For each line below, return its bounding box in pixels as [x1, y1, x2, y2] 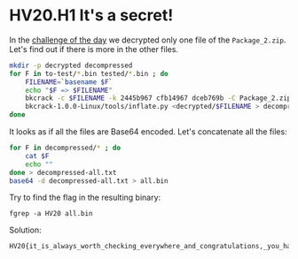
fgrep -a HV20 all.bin [9, 209, 93, 218]
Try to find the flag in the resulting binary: [9, 192, 161, 203]
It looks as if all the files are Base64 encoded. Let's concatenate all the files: [9, 126, 287, 137]
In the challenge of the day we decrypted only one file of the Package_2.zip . [9, 34, 286, 45]
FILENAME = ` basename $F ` [25, 77, 114, 87]
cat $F [25, 151, 50, 160]
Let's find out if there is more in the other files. [9, 43, 179, 54]
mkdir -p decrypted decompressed [9, 61, 133, 70]
